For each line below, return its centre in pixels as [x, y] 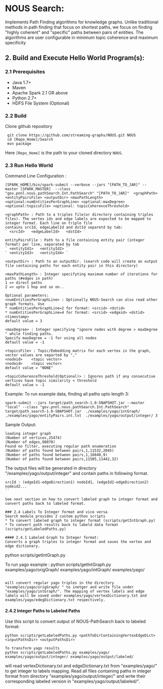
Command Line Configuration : [36, 176]
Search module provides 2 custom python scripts [55, 516]
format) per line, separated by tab [42, 245]
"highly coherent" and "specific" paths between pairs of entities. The [74, 32]
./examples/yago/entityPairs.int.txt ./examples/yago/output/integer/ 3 [81, 416]
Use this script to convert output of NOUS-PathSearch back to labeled [75, 621]
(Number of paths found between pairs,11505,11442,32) [62, 459]
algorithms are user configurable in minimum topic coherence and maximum [81, 37]
